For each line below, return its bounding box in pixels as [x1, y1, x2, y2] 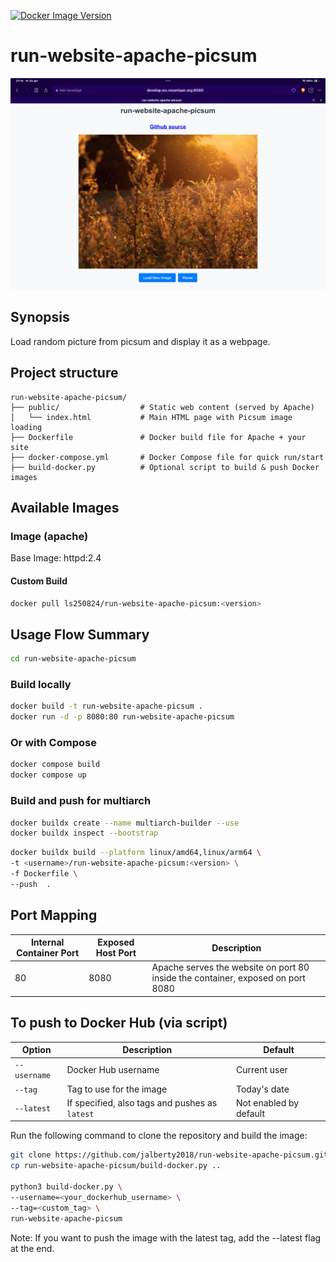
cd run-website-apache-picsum [10, 654, 137, 664]
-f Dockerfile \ [10, 869, 78, 879]
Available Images [10, 500, 120, 517]
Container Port [16, 947, 80, 959]
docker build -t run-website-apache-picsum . [10, 701, 203, 712]
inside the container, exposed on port [151, 972, 306, 984]
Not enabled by [235, 1096, 300, 1109]
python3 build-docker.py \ [10, 1182, 123, 1192]
